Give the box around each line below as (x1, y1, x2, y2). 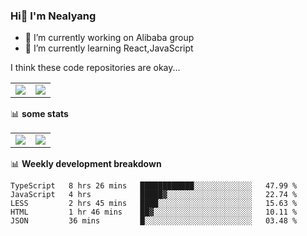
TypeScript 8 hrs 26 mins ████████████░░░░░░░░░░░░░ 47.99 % (10, 181, 298, 191)
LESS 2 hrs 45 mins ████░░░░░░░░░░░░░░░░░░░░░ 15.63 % (10, 199, 298, 209)
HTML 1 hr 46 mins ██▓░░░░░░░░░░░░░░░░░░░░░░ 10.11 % (10, 207, 298, 218)
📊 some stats (10, 108, 69, 120)
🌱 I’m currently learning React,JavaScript (24, 42, 194, 54)
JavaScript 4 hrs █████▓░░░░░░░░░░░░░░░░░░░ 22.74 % (10, 190, 298, 200)
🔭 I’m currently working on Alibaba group (24, 32, 195, 44)
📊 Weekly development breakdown (10, 158, 162, 170)
